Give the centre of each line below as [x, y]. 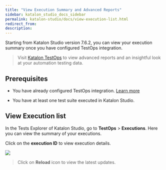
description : [19, 28]
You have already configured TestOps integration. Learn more [76, 90]
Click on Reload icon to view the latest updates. [66, 162]
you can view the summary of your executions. [53, 133]
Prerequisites [26, 79]
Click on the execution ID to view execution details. [58, 143]
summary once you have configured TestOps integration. [64, 48]
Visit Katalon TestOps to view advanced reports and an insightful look [89, 57]
